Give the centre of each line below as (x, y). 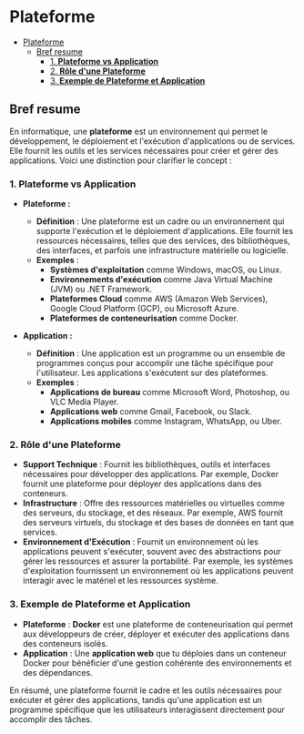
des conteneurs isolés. (65, 643)
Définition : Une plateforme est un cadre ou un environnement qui (160, 221)
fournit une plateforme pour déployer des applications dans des (142, 484)
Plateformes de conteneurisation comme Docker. (144, 318)
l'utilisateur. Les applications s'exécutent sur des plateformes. (152, 373)
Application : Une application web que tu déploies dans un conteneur (154, 653)
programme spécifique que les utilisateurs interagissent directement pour (147, 709)
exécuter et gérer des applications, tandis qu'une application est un (136, 699)
